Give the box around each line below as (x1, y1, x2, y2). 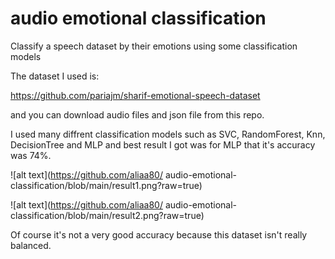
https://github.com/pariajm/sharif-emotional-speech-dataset (10, 89, 261, 101)
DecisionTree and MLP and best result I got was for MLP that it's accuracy (10, 138, 316, 151)
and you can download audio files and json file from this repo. (10, 108, 265, 121)
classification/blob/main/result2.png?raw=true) (10, 209, 205, 221)
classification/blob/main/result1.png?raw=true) (10, 179, 203, 191)
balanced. (10, 239, 52, 251)
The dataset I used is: (10, 70, 100, 82)
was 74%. (10, 149, 52, 161)
